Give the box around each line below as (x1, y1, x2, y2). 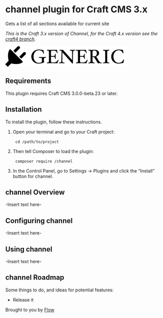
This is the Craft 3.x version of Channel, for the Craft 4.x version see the (5, 30, 158, 36)
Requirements (5, 77, 51, 86)
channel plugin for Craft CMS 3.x (5, 4, 148, 15)
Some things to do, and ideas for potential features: (5, 287, 114, 293)
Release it (12, 296, 34, 303)
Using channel (5, 245, 53, 253)
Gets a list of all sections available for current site (5, 20, 110, 27)
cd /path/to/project (15, 139, 59, 144)
